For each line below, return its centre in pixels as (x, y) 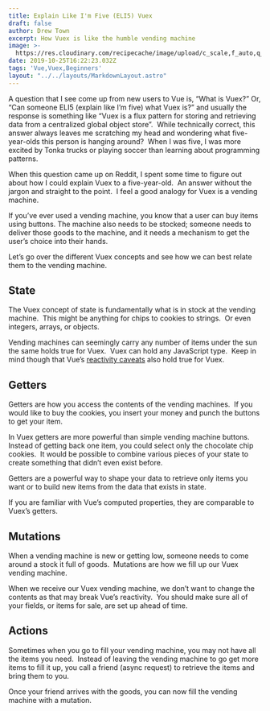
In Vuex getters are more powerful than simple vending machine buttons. (129, 437)
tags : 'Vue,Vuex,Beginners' (55, 68)
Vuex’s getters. (33, 511)
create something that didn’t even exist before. (86, 463)
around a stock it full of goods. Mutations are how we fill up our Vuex (123, 564)
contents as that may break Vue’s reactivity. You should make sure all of (128, 597)
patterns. (23, 159)
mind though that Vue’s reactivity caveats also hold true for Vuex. (117, 360)
